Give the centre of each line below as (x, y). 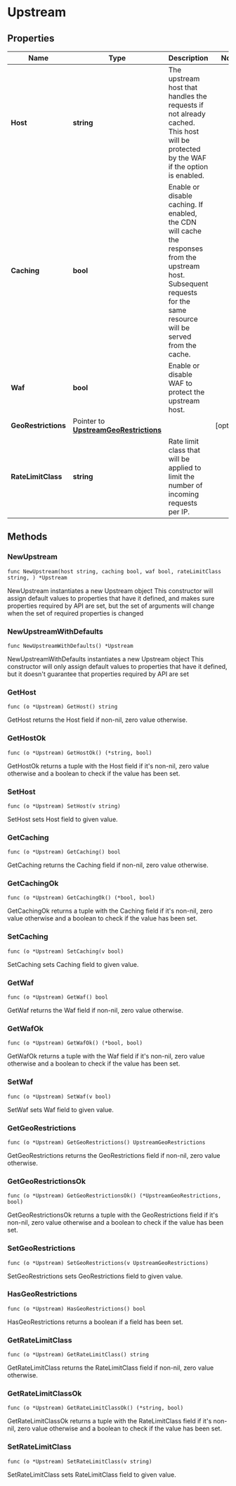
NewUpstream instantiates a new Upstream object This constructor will (110, 591)
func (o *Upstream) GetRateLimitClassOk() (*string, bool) (96, 1408)
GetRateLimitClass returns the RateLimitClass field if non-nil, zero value (111, 1368)
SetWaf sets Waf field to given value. (60, 1109)
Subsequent (188, 284)
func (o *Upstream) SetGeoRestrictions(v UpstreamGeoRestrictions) (108, 1263)
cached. (182, 123)
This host (184, 131)
